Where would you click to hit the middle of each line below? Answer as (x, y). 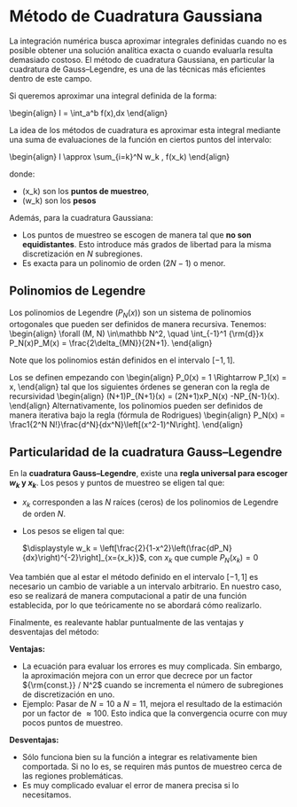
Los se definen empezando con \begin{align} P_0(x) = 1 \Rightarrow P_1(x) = (148, 377)
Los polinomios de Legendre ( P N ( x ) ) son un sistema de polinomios (130, 313)
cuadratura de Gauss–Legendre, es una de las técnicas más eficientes (137, 69)
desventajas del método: (54, 631)
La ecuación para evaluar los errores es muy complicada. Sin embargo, (152, 666)
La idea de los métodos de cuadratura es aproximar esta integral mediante (145, 129)
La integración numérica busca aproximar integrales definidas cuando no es (148, 41)
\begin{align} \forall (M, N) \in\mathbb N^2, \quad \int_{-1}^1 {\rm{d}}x (137, 333)
